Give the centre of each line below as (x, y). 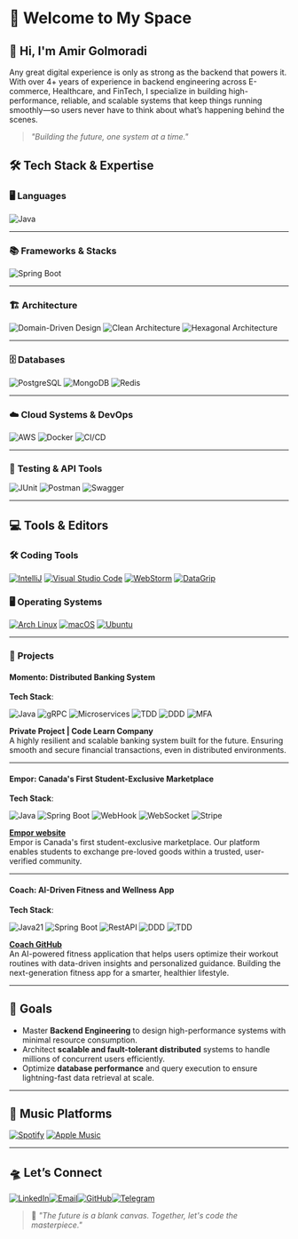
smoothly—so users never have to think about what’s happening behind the (147, 110)
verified (23, 861)
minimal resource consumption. (79, 1040)
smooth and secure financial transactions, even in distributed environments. (148, 750)
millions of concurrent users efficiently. (94, 1059)
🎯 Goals (31, 1009)
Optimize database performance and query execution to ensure (140, 1068)
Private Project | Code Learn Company (81, 731)
